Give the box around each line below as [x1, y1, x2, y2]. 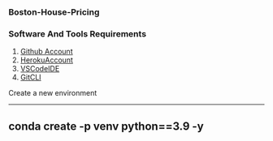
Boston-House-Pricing [8, 6, 100, 18]
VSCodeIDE [19, 64, 60, 74]
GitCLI [19, 72, 42, 83]
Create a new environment [8, 88, 97, 98]
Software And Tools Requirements [8, 28, 147, 39]
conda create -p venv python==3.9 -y [8, 119, 205, 133]
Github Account [19, 47, 73, 57]
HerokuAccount [19, 55, 73, 65]
